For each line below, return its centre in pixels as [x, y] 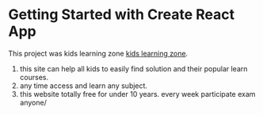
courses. [34, 77]
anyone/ [33, 102]
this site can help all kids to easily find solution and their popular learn [133, 68]
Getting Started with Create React [122, 15]
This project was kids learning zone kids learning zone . [98, 53]
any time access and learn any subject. [84, 86]
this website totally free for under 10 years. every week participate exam [137, 94]
